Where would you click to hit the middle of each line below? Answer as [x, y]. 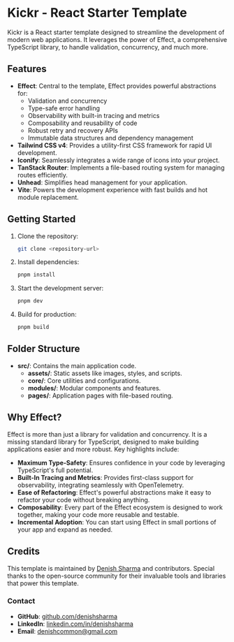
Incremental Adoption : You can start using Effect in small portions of [117, 522]
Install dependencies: [48, 262]
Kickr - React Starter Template [97, 13]
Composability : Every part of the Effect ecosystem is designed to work [120, 507]
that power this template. [43, 583]
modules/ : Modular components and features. [94, 388]
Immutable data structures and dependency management [110, 138]
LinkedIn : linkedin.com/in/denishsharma [75, 624]
